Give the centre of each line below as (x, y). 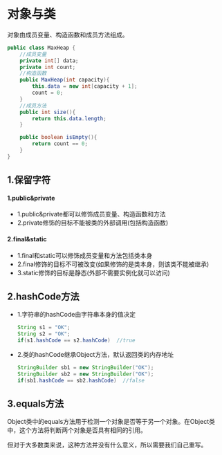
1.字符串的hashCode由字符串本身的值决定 (76, 315)
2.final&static (27, 239)
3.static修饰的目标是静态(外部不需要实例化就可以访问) (94, 272)
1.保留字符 (29, 180)
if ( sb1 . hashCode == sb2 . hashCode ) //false (81, 380)
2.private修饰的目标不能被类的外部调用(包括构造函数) (93, 223)
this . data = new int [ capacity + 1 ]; (85, 86)
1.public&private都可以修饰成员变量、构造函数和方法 (91, 214)
